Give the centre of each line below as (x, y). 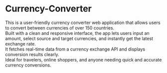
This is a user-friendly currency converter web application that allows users (83, 22)
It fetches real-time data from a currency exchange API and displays (75, 49)
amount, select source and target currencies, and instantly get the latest (79, 38)
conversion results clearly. (32, 54)
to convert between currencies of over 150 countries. (60, 27)
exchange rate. (21, 43)
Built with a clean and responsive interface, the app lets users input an (77, 33)
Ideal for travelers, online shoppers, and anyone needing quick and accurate (83, 59)
